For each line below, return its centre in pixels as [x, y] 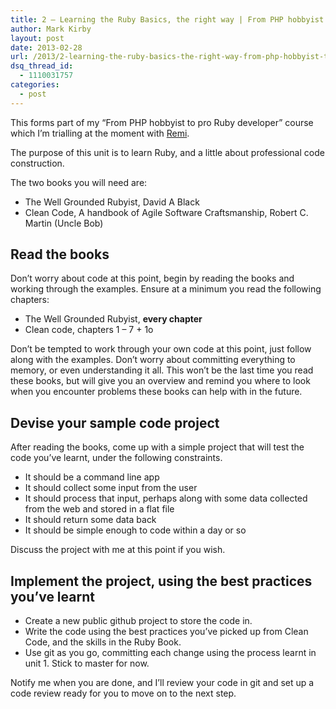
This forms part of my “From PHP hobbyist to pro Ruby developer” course [162, 122]
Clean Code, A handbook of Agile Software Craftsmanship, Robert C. [166, 212]
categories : [35, 85]
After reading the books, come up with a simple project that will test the [157, 447]
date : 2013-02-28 [46, 47]
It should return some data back [90, 520]
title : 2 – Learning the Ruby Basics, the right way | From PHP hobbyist [167, 19]
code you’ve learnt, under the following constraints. [116, 458]
